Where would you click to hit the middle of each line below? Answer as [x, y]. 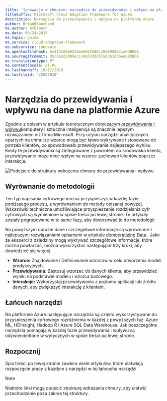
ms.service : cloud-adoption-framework [45, 42]
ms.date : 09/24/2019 [27, 33]
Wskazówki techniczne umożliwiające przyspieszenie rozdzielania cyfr [78, 209]
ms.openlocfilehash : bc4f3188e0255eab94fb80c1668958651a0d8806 [72, 51]
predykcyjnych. [28, 266]
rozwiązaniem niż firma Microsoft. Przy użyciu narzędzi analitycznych [77, 134]
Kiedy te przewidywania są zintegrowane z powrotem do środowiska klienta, [83, 150]
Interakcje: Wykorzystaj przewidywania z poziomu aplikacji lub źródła [84, 281]
